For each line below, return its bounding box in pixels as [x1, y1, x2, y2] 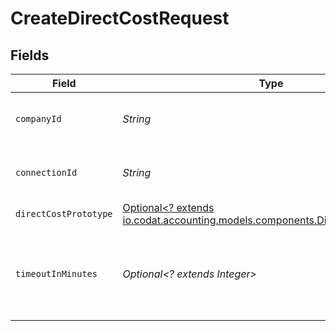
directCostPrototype [15, 208, 113, 219]
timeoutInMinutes [15, 268, 98, 279]
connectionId [15, 167, 78, 178]
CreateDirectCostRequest [10, 7, 230, 30]
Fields [10, 47, 50, 64]
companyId [15, 113, 62, 124]
